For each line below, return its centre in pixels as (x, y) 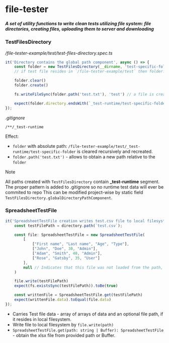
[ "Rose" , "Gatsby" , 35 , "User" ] (66, 258)
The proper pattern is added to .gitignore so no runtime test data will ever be (84, 187)
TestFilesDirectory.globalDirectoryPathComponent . (59, 198)
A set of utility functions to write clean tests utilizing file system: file (78, 23)
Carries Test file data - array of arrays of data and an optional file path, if (88, 314)
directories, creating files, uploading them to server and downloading (80, 29)
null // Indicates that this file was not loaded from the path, (93, 268)
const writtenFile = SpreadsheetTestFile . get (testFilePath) (78, 295)
